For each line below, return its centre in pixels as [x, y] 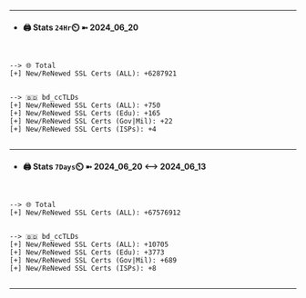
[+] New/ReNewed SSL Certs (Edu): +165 [85, 114]
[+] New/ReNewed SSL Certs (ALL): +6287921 [93, 74]
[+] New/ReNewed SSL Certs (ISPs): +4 [83, 129]
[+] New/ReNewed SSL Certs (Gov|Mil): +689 [93, 261]
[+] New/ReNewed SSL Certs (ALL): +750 [85, 105]
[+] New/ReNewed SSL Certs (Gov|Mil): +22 [91, 122]
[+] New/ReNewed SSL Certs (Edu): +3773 [87, 253]
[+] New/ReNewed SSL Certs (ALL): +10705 [89, 245]
